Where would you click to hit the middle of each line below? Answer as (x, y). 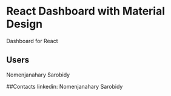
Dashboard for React (32, 41)
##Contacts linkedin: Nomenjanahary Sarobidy (65, 86)
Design (25, 24)
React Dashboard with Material (86, 11)
